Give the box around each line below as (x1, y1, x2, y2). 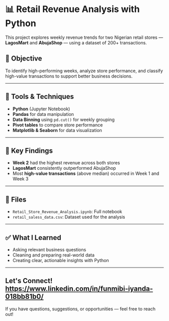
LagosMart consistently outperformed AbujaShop (12, 165, 116, 171)
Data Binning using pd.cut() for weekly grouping (12, 116, 115, 122)
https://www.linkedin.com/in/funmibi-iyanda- (5, 285, 153, 293)
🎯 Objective (5, 54, 42, 63)
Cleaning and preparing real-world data (12, 252, 95, 258)
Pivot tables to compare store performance (12, 121, 103, 128)
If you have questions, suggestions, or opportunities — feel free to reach (5, 305, 156, 312)
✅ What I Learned (5, 233, 61, 242)
